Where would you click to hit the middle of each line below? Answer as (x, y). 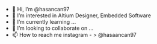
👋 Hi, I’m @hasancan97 (41, 9)
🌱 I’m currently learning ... (44, 22)
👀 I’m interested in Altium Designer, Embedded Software (82, 15)
